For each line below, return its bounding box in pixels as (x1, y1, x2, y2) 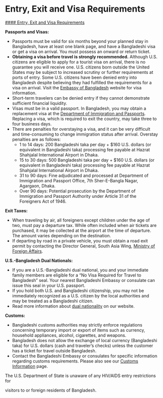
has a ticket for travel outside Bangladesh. (12, 347, 97, 353)
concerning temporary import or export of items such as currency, (12, 327, 145, 333)
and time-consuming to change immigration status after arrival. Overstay (12, 131, 158, 137)
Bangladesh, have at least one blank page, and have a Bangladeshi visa (12, 43, 156, 49)
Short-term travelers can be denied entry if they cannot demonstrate (12, 95, 150, 101)
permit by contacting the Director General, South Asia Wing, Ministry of (12, 243, 155, 249)
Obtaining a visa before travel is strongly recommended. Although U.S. (12, 53, 158, 59)
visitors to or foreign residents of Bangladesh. (5, 387, 97, 393)
